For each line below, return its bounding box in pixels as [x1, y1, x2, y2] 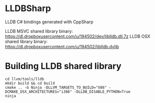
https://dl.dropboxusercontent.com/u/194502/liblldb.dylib [5, 44, 119, 49]
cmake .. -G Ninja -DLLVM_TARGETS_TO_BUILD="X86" [5, 85, 107, 90]
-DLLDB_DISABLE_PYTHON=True [74, 89, 131, 94]
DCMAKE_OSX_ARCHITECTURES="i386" [5, 89, 72, 94]
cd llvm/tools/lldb [5, 76, 44, 81]
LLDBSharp [5, 3, 51, 14]
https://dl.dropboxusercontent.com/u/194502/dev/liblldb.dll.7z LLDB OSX [5, 33, 151, 39]
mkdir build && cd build [5, 81, 55, 86]
